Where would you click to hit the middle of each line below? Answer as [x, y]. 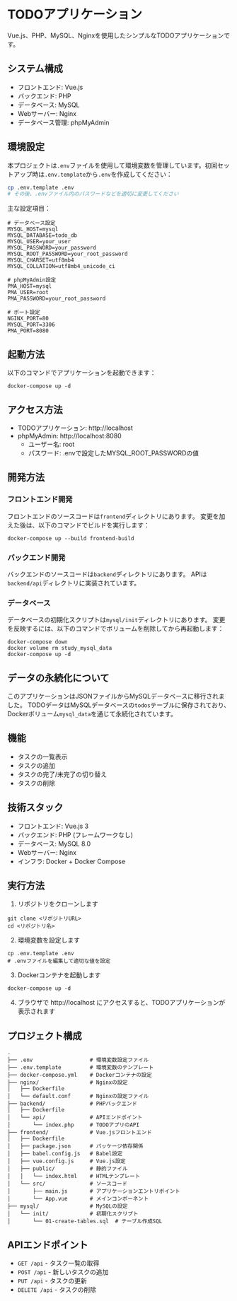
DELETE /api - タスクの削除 [57, 1290]
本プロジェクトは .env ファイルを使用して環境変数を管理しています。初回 [112, 165]
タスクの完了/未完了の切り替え [62, 774]
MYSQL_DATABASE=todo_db [42, 235]
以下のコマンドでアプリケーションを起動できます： [82, 373]
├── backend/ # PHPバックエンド [73, 1104]
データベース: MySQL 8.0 [54, 844]
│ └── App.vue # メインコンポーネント [78, 1199]
